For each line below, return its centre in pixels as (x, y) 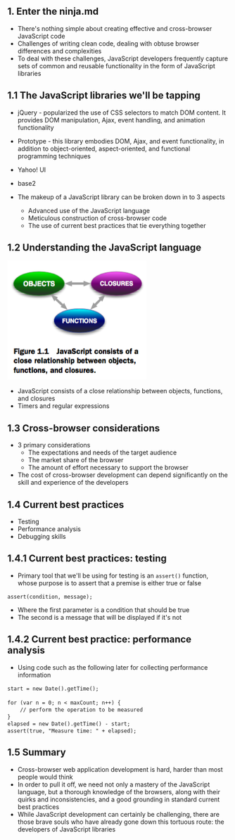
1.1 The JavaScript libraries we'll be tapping (104, 95)
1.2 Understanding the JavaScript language (104, 248)
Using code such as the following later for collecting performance (113, 667)
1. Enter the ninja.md (53, 12)
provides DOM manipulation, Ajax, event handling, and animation (111, 120)
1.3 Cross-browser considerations (84, 428)
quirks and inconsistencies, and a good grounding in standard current (119, 799)
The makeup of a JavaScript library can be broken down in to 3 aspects (121, 197)
